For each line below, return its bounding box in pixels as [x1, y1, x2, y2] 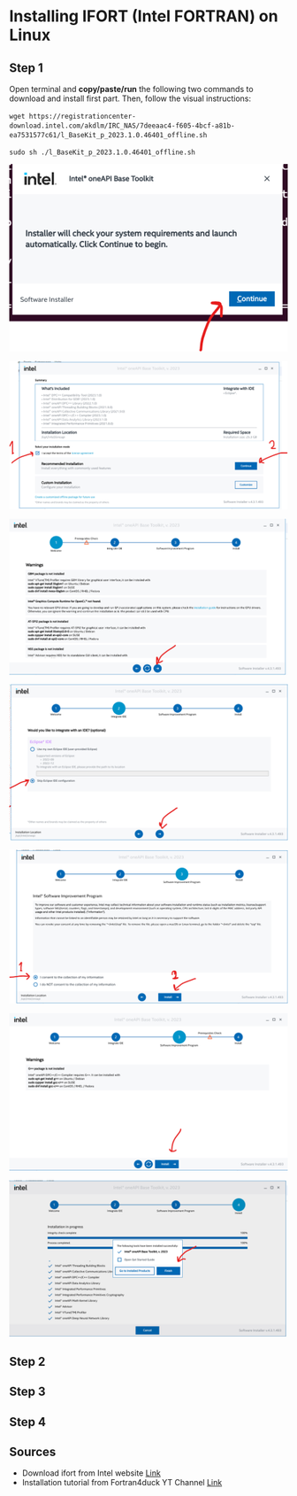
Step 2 [9, 1353, 46, 1369]
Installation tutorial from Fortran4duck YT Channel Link [21, 1477, 223, 1488]
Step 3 [9, 1384, 46, 1399]
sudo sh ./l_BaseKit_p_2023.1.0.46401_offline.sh [9, 148, 196, 157]
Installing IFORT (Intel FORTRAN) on [9, 6, 278, 27]
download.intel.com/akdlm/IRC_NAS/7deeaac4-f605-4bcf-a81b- [9, 121, 236, 130]
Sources [9, 1445, 57, 1459]
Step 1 [9, 60, 44, 75]
